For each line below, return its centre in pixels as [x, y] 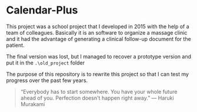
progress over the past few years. [47, 80]
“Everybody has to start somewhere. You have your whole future [99, 91]
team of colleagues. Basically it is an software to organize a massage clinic [97, 32]
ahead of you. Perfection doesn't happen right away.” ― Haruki [97, 98]
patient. [15, 45]
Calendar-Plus [42, 10]
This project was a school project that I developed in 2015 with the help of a [98, 26]
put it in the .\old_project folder [46, 63]
